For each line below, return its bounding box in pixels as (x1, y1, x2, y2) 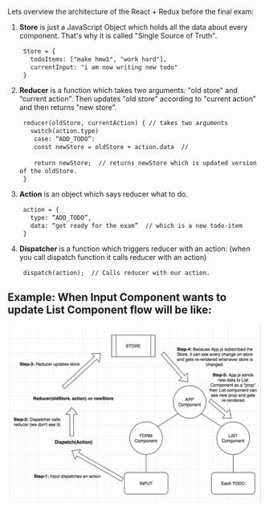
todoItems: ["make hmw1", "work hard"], (30, 55, 168, 63)
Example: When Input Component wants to (7, 290, 226, 304)
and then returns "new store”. (18, 103, 117, 112)
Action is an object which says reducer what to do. (18, 189, 189, 199)
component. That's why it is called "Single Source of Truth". (18, 31, 218, 40)
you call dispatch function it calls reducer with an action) (18, 253, 207, 262)
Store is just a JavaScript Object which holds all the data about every (18, 22, 248, 31)
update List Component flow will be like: (7, 303, 212, 317)
